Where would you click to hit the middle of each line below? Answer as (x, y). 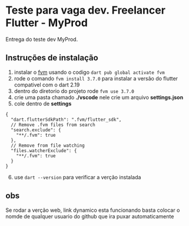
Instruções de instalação (52, 58)
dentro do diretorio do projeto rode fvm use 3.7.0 (74, 91)
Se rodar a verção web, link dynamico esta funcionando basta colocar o (93, 210)
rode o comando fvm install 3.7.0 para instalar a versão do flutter (96, 78)
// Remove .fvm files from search (53, 125)
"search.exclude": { (36, 130)
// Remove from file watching (48, 146)
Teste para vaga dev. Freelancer (86, 10)
